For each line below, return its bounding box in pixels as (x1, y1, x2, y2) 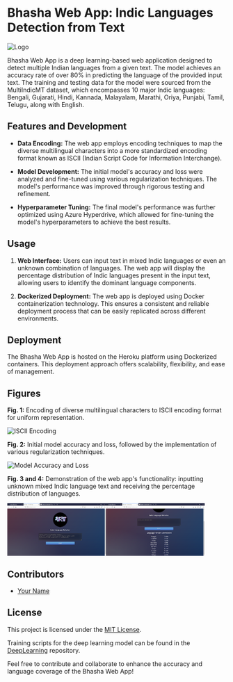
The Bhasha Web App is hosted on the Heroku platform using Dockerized (7, 352, 217, 361)
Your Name (17, 586, 50, 595)
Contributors (7, 568, 65, 580)
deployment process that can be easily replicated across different (17, 307, 207, 315)
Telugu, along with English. (7, 100, 85, 108)
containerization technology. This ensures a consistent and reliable (17, 299, 210, 307)
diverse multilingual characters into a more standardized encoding (17, 146, 207, 154)
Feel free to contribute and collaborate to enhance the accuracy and (7, 659, 203, 668)
